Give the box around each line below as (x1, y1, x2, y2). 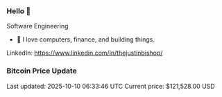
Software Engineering (6, 22, 69, 30)
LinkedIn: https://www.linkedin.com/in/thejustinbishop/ (6, 48, 163, 58)
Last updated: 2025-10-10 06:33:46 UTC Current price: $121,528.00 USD (6, 82, 216, 90)
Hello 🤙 (6, 6, 31, 16)
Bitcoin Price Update (6, 66, 77, 76)
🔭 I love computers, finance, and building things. (16, 35, 155, 44)
